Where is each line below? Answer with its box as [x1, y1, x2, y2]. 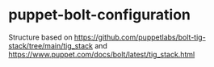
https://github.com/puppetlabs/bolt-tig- [73, 32, 206, 42]
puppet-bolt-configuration [8, 6, 191, 24]
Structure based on [8, 32, 73, 42]
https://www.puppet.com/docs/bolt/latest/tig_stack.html [8, 49, 195, 59]
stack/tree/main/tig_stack [8, 40, 93, 50]
